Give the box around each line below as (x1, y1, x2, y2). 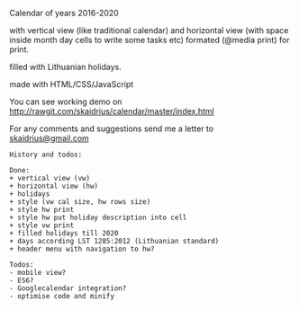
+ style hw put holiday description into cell (9, 213, 187, 222)
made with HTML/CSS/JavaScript (9, 79, 134, 89)
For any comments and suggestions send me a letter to (9, 123, 214, 134)
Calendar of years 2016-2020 (9, 8, 119, 18)
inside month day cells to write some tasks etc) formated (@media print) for (9, 35, 290, 45)
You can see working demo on (9, 96, 122, 107)
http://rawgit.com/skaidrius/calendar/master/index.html (9, 106, 214, 116)
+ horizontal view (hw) (9, 182, 99, 190)
